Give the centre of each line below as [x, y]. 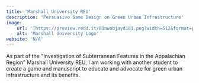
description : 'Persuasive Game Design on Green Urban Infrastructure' [95, 17]
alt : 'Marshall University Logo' [58, 34]
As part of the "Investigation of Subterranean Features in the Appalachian [96, 56]
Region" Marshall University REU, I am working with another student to [92, 62]
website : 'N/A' [25, 39]
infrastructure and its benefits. [43, 75]
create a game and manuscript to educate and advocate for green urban [94, 68]
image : [14, 23]
